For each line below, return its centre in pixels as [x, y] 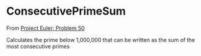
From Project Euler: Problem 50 [46, 28]
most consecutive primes [38, 46]
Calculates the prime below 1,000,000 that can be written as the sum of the [101, 40]
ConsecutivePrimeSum [66, 11]
